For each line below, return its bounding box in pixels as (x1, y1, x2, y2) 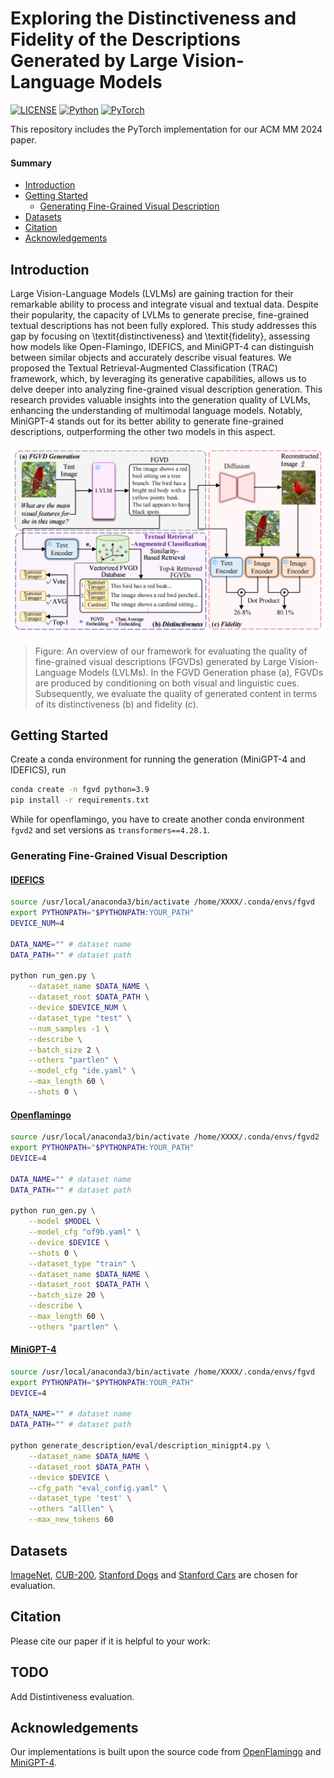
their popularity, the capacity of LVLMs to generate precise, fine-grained (10, 308, 310, 321)
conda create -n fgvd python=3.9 (10, 785, 150, 795)
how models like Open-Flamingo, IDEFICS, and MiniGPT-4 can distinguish (10, 340, 315, 352)
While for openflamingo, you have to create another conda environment (10, 813, 305, 826)
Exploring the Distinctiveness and (10, 7, 297, 30)
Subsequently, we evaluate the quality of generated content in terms (34, 687, 318, 699)
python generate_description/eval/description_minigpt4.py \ (10, 1441, 271, 1451)
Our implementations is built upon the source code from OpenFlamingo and (10, 1746, 322, 1758)
